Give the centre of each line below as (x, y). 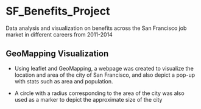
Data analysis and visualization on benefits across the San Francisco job (96, 28)
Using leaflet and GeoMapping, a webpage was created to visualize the (104, 68)
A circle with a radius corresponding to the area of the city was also (99, 93)
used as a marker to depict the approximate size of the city (88, 99)
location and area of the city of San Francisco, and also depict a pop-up (105, 75)
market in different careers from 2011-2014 (59, 34)
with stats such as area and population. (64, 81)
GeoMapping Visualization (57, 54)
